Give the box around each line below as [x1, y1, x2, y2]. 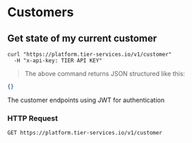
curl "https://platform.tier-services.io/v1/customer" [7, 51, 172, 58]
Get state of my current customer [7, 32, 157, 44]
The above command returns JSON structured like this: [24, 70, 186, 77]
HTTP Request [7, 113, 59, 123]
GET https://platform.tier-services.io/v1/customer [7, 130, 162, 137]
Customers [7, 4, 74, 20]
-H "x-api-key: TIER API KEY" [13, 57, 102, 64]
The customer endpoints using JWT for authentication [7, 96, 164, 104]
